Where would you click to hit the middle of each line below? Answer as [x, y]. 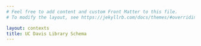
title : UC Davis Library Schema [46, 33]
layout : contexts [28, 28]
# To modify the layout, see [42, 17]
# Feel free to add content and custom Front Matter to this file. [92, 12]
